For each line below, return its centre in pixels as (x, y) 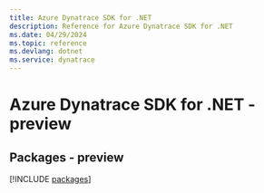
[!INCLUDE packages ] (50, 179)
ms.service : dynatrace (52, 60)
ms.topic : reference (49, 43)
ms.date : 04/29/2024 (49, 34)
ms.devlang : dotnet (46, 52)
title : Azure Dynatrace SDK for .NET (81, 18)
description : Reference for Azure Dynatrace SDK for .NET (121, 26)
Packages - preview (67, 157)
